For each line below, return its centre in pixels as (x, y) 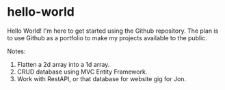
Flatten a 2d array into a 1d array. (63, 64)
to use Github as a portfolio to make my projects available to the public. (107, 37)
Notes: (16, 51)
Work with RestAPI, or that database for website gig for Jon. (102, 78)
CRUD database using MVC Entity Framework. (82, 72)
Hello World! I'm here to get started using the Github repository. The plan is (113, 31)
